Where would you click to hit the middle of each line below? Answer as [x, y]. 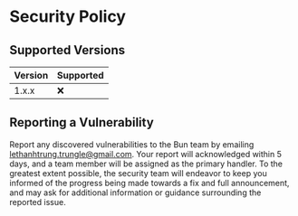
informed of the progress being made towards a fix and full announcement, [149, 183]
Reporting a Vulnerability [82, 122]
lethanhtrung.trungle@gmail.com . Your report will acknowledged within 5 [146, 154]
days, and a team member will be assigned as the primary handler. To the [146, 164]
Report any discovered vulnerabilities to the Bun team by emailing [132, 144]
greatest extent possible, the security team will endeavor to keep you [138, 173]
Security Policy [68, 17]
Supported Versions [67, 50]
